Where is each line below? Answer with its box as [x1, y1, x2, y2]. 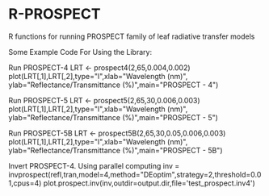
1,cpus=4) [8, 178, 42, 188]
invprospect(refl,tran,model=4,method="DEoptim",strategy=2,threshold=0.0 [8, 169, 262, 179]
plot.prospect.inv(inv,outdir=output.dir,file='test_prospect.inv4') [43, 178, 256, 188]
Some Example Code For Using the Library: [8, 47, 152, 56]
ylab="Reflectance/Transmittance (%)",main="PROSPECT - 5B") [8, 145, 223, 155]
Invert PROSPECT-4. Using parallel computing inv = [8, 161, 180, 170]
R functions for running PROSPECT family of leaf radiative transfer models [8, 31, 255, 41]
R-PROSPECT [8, 5, 101, 23]
